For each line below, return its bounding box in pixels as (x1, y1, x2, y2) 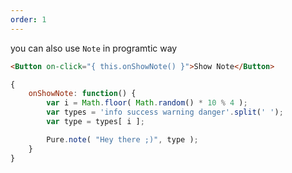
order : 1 (10, 14, 47, 25)
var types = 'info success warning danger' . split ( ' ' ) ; (46, 107, 284, 118)
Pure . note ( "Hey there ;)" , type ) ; (46, 134, 199, 145)
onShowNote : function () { (28, 89, 137, 99)
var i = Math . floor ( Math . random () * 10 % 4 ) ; (46, 98, 248, 108)
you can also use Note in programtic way (10, 42, 178, 54)
